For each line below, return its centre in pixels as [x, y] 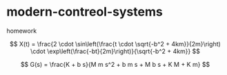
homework [22, 31]
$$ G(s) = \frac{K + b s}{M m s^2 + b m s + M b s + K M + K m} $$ [115, 64]
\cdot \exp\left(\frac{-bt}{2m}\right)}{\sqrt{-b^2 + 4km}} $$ [115, 51]
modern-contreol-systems [85, 12]
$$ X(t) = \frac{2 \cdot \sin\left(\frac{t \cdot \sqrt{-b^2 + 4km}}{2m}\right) [115, 44]
